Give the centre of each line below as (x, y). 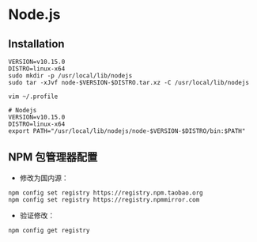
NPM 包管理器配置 (53, 157)
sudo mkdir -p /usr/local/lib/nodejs (70, 76)
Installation (36, 44)
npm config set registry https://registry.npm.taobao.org (106, 193)
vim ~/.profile (33, 96)
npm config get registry (49, 230)
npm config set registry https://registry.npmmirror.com (104, 199)
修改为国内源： (44, 178)
